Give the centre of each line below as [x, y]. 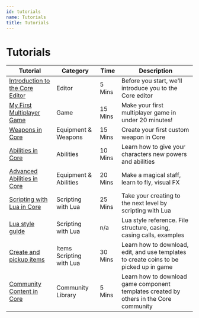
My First [20, 106]
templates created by [151, 291]
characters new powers [154, 154]
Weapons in [26, 130]
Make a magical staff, [151, 175]
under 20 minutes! [147, 120]
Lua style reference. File [155, 220]
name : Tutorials [26, 17]
